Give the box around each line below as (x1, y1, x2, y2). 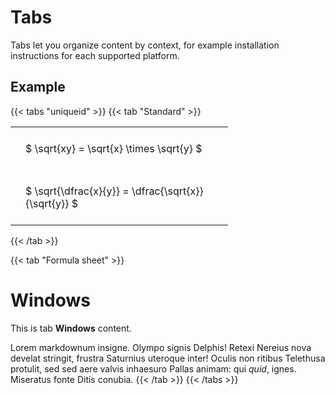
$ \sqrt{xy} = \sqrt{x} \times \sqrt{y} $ (25, 141, 203, 155)
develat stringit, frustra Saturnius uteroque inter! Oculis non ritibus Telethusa (10, 352, 326, 364)
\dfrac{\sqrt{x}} (131, 184, 204, 198)
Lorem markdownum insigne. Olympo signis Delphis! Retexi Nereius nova (10, 341, 312, 353)
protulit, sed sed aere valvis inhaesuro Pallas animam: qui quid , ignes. (10, 362, 297, 375)
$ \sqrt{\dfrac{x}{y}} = (25, 184, 130, 198)
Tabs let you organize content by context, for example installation (10, 39, 280, 51)
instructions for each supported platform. (10, 49, 180, 61)
